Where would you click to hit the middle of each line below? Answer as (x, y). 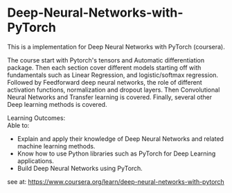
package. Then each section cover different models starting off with (104, 67)
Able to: (18, 125)
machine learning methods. (56, 146)
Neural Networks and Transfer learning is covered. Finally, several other (110, 97)
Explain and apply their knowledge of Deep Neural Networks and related (120, 139)
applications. (35, 160)
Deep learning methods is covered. (57, 104)
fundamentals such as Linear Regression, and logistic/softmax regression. (113, 75)
